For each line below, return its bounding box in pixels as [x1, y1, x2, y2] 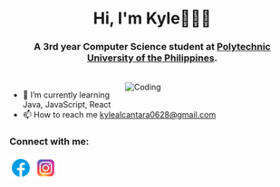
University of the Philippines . [86, 51, 218, 64]
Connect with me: [9, 136, 90, 148]
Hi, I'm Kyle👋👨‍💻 [92, 8, 212, 29]
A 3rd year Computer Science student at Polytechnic [34, 41, 271, 53]
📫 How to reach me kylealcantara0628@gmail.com [22, 109, 217, 120]
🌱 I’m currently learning [22, 89, 111, 100]
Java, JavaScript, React [22, 99, 111, 110]
